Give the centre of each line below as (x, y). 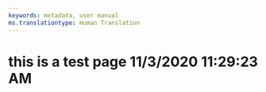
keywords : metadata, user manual (64, 15)
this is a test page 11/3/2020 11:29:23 (133, 62)
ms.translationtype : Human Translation (74, 23)
